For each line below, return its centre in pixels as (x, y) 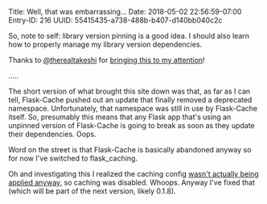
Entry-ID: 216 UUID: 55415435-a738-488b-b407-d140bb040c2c (115, 20)
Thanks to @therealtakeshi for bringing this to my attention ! (107, 60)
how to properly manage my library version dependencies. (105, 44)
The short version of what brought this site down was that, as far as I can (129, 91)
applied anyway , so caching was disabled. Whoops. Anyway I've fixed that (132, 182)
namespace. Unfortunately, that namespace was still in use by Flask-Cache (133, 108)
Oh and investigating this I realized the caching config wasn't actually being (133, 174)
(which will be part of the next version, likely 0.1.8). (92, 191)
